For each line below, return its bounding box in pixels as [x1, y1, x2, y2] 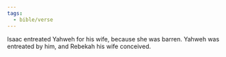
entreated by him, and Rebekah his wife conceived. [7, 42, 152, 50]
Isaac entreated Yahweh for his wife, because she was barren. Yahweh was [7, 35, 220, 43]
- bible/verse [13, 16, 53, 23]
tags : [7, 9, 23, 17]
